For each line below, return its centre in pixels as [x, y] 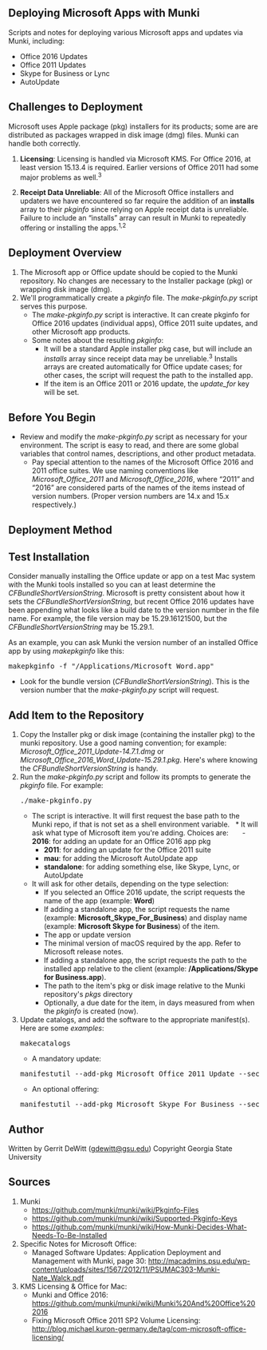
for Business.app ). [75, 978]
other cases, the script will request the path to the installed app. [148, 376]
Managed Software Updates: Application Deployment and [126, 1252]
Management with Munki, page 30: [89, 1260]
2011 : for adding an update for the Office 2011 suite [127, 850]
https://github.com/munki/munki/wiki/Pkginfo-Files [115, 1209]
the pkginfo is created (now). [91, 1011]
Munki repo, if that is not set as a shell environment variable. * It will [145, 824]
